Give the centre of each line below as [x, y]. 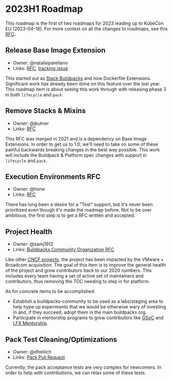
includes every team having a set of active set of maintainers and [75, 276]
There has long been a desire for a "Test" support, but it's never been [79, 204]
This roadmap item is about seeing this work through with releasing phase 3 [86, 89]
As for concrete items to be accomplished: [50, 291]
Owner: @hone [29, 189]
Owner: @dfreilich [32, 352]
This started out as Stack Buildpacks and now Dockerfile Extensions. [78, 78]
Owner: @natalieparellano [40, 63]
